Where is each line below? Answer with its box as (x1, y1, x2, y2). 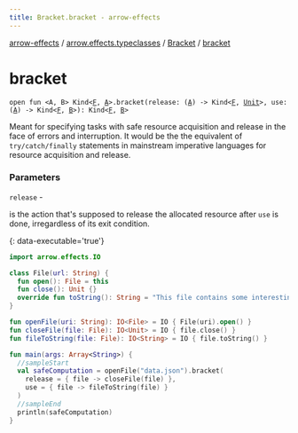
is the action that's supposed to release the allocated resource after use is (9, 209, 279, 219)
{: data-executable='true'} (9, 235, 105, 246)
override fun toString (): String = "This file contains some (17, 294, 248, 303)
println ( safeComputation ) (17, 407, 114, 417)
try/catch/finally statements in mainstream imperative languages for (9, 139, 267, 151)
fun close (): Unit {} (17, 285, 98, 294)
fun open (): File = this (17, 277, 109, 286)
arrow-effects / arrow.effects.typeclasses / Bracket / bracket (9, 37, 231, 48)
